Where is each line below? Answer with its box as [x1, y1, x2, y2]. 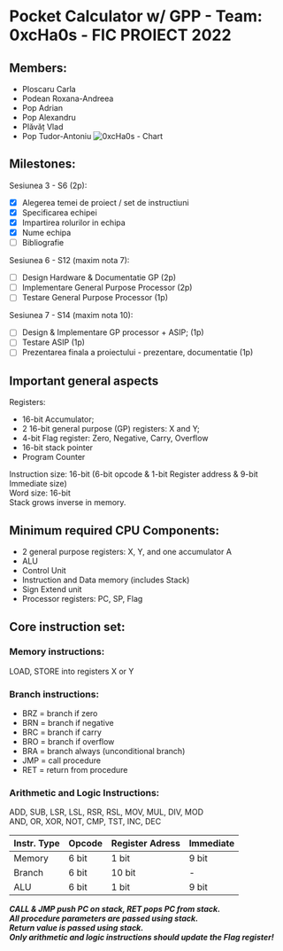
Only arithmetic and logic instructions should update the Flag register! [9, 932, 274, 943]
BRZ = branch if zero [21, 708, 98, 719]
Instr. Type [13, 838, 60, 850]
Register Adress [111, 838, 181, 850]
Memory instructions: [9, 645, 105, 658]
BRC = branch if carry [21, 727, 102, 737]
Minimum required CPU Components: [9, 523, 219, 538]
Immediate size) [9, 479, 68, 489]
